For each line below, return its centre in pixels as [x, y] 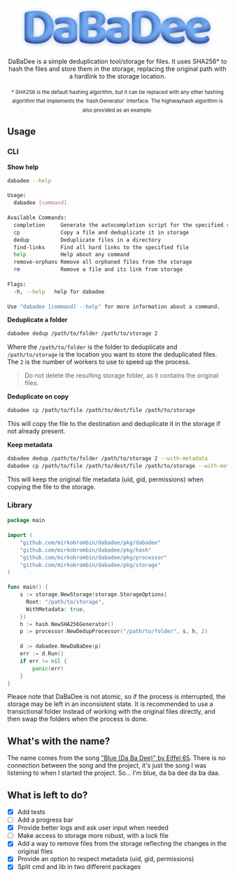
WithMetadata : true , [56, 609]
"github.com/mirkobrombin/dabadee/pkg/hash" [86, 550]
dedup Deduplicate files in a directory [87, 240]
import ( [20, 536]
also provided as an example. [117, 110]
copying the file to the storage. [51, 486]
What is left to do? [48, 795]
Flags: [17, 284]
